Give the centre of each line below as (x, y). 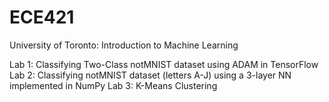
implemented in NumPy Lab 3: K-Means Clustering (113, 85)
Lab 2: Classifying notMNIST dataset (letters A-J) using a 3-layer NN (150, 75)
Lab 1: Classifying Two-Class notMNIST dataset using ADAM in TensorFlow (164, 64)
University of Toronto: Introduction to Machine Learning (124, 45)
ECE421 (42, 17)
